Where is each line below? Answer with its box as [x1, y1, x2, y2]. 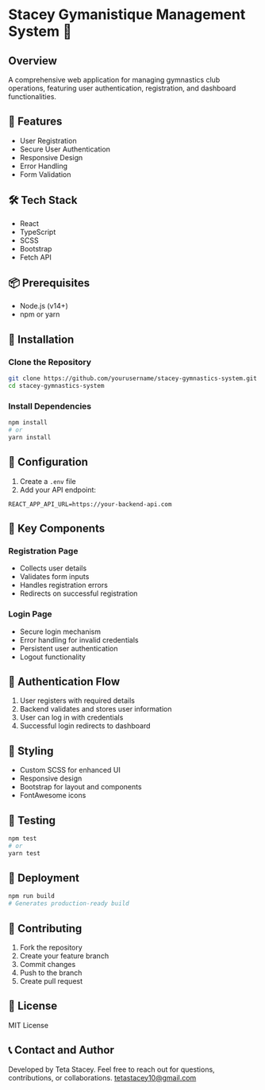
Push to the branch [19, 968, 83, 977]
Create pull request [19, 977, 83, 986]
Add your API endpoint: [19, 485, 97, 494]
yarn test [8, 849, 41, 858]
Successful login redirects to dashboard [19, 721, 151, 731]
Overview [8, 54, 58, 67]
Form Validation [19, 169, 71, 179]
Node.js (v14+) [19, 301, 69, 311]
